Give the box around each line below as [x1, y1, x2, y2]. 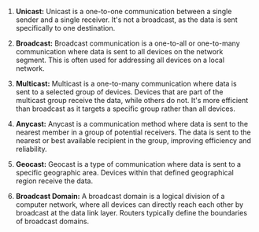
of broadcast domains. [15, 216, 89, 226]
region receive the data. [15, 176, 93, 186]
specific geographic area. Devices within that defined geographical [15, 168, 234, 177]
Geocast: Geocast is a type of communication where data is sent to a [15, 160, 242, 168]
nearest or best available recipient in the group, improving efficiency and [15, 136, 252, 145]
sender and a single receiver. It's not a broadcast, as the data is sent [15, 15, 238, 24]
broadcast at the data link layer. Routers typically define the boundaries [15, 208, 248, 217]
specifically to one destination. [15, 24, 116, 32]
